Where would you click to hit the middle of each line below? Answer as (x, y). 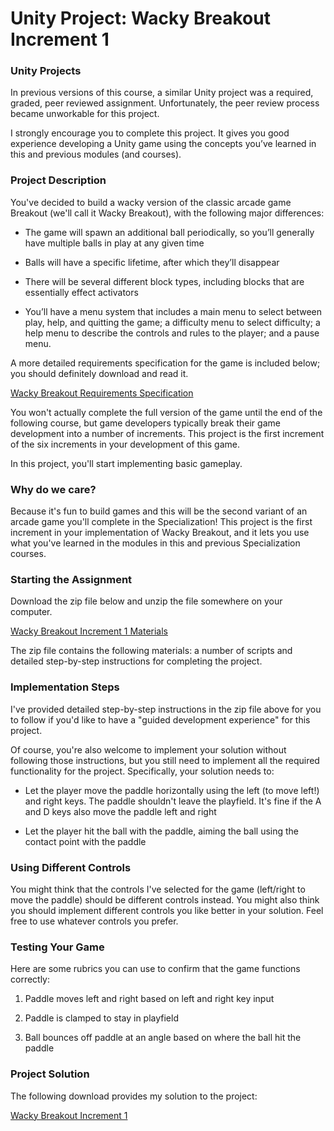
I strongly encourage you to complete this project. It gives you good (150, 133)
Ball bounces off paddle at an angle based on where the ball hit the (163, 1038)
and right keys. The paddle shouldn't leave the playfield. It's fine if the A (173, 801)
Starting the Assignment (71, 579)
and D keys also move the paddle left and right (120, 811)
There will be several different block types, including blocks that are (164, 281)
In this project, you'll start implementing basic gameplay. (126, 463)
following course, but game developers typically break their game (145, 423)
